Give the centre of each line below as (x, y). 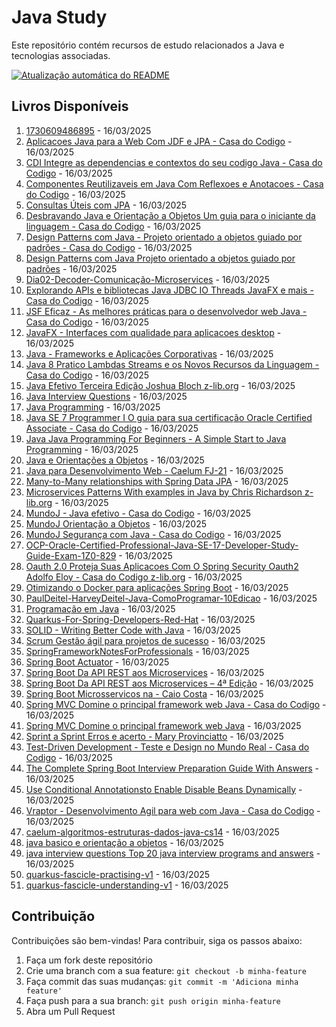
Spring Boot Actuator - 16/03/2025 (97, 662)
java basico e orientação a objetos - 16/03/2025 (124, 842)
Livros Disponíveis (70, 106)
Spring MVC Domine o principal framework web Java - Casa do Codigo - (176, 704)
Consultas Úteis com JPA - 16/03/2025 (106, 205)
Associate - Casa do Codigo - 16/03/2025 (112, 428)
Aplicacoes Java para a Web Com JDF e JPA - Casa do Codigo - (159, 141)
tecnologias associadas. (61, 55)
